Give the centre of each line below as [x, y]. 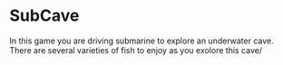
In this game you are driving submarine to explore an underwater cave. [141, 41]
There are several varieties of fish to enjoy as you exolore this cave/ [136, 50]
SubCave [44, 16]
